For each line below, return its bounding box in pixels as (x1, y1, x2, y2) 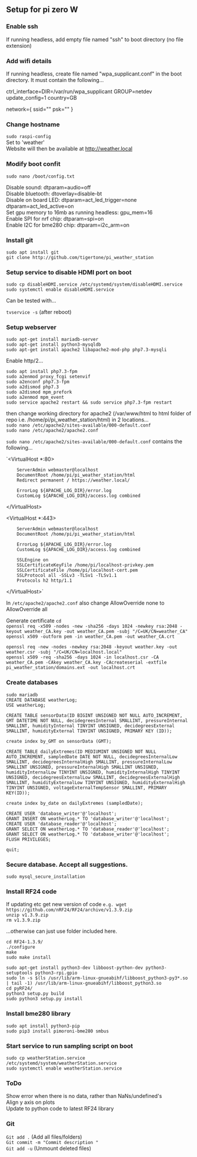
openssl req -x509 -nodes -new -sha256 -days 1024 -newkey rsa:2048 (6, 624, 178, 630)
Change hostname (6, 120, 60, 129)
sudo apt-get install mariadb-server (6, 336, 99, 343)
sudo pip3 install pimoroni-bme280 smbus (6, 1028, 109, 1034)
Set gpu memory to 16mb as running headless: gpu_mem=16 (6, 209, 153, 216)
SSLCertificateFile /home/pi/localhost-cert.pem (16, 568, 138, 573)
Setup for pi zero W (6, 5, 78, 15)
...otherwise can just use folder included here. (6, 927, 118, 935)
